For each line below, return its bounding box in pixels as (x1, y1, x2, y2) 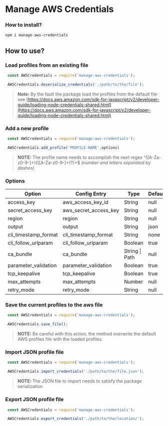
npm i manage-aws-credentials (5, 33, 68, 38)
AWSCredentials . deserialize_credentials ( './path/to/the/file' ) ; (7, 82, 144, 87)
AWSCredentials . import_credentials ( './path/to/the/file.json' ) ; (7, 369, 144, 374)
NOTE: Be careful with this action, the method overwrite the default (17, 331, 156, 337)
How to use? (5, 47, 45, 55)
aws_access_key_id (62, 199, 108, 206)
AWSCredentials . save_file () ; (7, 322, 68, 327)
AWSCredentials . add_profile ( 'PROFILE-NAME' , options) (7, 145, 120, 150)
